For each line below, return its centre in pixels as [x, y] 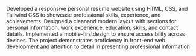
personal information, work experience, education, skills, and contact [92, 27]
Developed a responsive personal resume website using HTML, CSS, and [97, 9]
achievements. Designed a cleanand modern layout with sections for [91, 21]
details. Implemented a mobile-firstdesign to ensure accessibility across [96, 34]
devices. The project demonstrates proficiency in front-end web [86, 40]
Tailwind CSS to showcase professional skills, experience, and [84, 15]
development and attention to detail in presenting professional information [98, 46]
